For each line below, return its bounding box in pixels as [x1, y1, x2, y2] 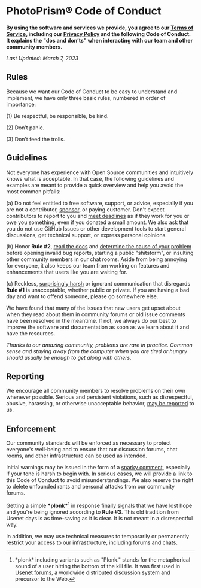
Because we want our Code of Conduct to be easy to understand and [6, 88, 178, 95]
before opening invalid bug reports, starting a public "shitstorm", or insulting [6, 249, 194, 256]
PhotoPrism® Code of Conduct [6, 4, 162, 18]
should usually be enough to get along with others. [6, 354, 132, 361]
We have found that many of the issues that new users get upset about [6, 304, 181, 311]
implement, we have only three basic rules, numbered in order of [6, 94, 166, 101]
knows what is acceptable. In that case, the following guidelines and [6, 175, 175, 182]
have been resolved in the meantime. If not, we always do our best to [6, 317, 176, 324]
